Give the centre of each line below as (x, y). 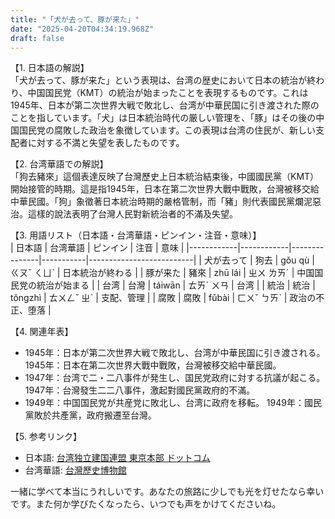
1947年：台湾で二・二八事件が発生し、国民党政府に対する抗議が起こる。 (175, 378)
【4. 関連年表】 (42, 332)
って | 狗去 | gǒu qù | (272, 260)
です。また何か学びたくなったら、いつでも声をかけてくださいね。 (146, 504)
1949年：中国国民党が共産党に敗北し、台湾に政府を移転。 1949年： (164, 403)
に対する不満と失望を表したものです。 (106, 143)
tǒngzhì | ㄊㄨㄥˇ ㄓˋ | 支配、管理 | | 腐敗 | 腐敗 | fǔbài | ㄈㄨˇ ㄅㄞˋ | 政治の (163, 298)
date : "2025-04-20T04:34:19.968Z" (82, 29)
